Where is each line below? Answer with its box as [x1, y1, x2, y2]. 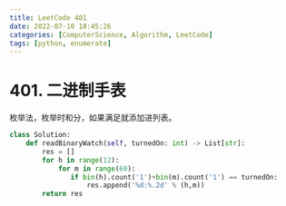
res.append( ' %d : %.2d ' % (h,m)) [86, 181, 205, 191]
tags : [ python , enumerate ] [9, 38, 112, 48]
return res [42, 190, 84, 199]
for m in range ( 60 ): [57, 164, 136, 173]
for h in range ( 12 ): [42, 155, 120, 164]
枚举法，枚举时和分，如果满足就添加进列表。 [9, 113, 177, 123]
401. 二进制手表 [9, 81, 127, 101]
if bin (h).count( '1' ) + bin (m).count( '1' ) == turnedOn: [70, 172, 279, 181]
